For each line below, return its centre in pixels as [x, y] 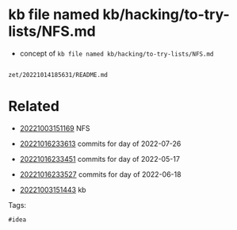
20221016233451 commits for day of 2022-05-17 [100, 159]
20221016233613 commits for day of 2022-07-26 [100, 144]
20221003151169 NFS [55, 128]
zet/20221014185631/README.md [58, 75]
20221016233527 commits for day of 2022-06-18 [100, 174]
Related [34, 107]
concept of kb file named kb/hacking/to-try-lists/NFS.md [117, 53]
